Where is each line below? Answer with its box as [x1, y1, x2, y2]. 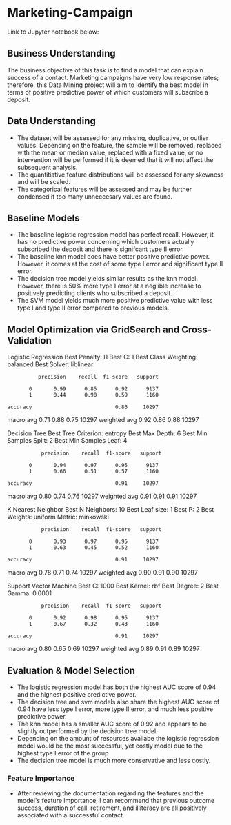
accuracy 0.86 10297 [7, 404, 159, 411]
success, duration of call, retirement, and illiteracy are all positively [17, 804, 207, 812]
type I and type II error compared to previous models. [17, 304, 170, 312]
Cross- [181, 324, 212, 335]
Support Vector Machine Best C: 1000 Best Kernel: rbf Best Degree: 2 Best [7, 582, 219, 590]
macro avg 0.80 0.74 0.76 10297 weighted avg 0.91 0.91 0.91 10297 [7, 492, 197, 501]
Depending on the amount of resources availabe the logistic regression [17, 735, 219, 742]
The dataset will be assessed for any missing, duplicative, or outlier [17, 133, 209, 142]
